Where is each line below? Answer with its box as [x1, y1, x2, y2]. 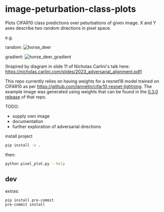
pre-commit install [5, 202, 45, 207]
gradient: [5, 53, 24, 60]
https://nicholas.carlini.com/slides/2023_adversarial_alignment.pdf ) [5, 68, 142, 75]
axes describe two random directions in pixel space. [5, 25, 111, 31]
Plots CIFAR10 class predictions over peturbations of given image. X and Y [5, 20, 157, 26]
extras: [5, 188, 19, 194]
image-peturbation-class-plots [5, 3, 136, 15]
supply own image [12, 113, 50, 119]
